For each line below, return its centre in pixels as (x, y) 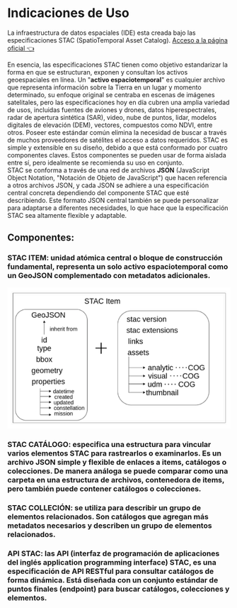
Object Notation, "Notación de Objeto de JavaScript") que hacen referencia (117, 177)
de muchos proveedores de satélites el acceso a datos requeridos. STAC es (118, 140)
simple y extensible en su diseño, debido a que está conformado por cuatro (117, 148)
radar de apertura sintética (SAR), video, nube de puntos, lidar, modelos (112, 117)
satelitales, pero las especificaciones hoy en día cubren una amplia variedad (118, 102)
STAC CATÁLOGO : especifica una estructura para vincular (109, 444)
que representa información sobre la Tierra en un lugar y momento (104, 87)
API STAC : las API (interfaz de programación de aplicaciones (114, 553)
